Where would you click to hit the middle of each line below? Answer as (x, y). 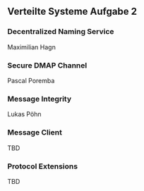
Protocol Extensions (43, 166)
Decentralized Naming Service (61, 32)
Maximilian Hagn (32, 47)
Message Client (35, 133)
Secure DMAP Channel (47, 65)
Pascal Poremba (31, 80)
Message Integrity (40, 99)
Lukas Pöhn (24, 114)
